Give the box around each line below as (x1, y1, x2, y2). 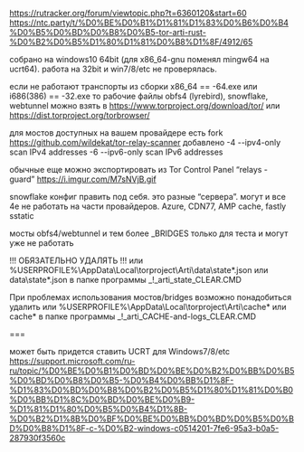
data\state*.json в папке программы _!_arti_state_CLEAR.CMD (9, 275, 242, 285)
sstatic (9, 211, 34, 221)
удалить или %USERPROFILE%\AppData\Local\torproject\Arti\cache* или (9, 302, 287, 312)
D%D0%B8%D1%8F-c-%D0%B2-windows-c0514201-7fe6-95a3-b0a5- (9, 423, 280, 433)
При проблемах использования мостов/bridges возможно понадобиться (9, 292, 292, 302)
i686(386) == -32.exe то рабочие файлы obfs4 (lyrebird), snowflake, (9, 90, 269, 101)
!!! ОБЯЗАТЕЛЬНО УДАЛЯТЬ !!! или (9, 255, 144, 266)
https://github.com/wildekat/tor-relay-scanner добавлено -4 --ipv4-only (9, 137, 281, 147)
